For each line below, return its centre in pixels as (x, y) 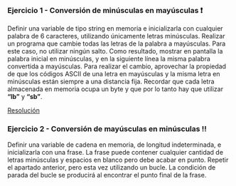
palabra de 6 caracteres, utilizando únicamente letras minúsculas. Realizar (116, 36)
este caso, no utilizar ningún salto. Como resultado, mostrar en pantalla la (115, 51)
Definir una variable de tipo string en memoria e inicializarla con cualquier (115, 29)
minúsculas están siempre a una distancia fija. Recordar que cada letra (111, 82)
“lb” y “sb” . (25, 97)
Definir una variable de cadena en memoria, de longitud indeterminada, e (114, 145)
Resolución (24, 110)
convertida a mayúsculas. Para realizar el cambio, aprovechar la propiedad (117, 66)
